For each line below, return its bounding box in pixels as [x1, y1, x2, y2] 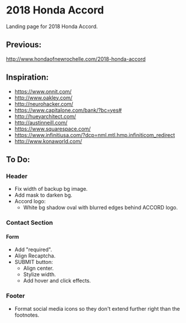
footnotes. [14, 311, 40, 318]
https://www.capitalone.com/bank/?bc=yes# [14, 106, 122, 114]
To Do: [6, 154, 30, 164]
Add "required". [14, 246, 52, 253]
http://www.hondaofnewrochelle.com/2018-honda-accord [6, 55, 146, 62]
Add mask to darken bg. [14, 191, 73, 199]
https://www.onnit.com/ [14, 88, 72, 95]
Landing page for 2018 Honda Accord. [6, 23, 98, 30]
